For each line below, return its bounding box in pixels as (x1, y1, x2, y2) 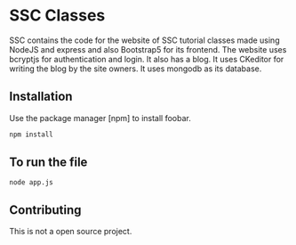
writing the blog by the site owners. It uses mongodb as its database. (9, 63, 262, 74)
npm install (9, 130, 53, 139)
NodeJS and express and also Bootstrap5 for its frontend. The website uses (9, 44, 287, 54)
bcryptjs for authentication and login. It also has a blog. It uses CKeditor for (9, 53, 284, 64)
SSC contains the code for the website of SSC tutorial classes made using (9, 35, 280, 45)
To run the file (9, 155, 88, 170)
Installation (9, 89, 73, 104)
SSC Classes (9, 5, 106, 26)
